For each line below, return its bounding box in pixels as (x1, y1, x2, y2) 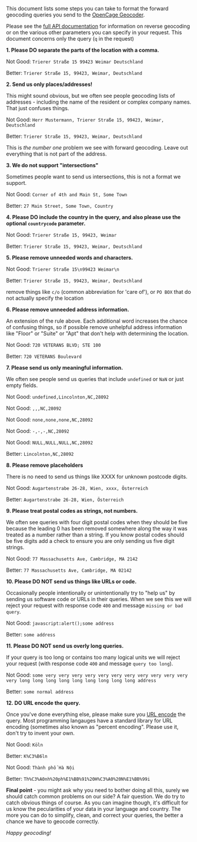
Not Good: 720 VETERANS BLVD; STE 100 (6, 342, 101, 348)
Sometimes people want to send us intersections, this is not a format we (6, 173, 181, 180)
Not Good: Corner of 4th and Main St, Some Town (6, 191, 128, 198)
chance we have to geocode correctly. (6, 818, 99, 825)
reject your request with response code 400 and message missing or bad (6, 602, 183, 609)
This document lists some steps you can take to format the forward (6, 5, 169, 12)
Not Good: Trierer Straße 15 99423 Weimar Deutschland (6, 58, 143, 65)
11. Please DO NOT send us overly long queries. (6, 642, 124, 649)
